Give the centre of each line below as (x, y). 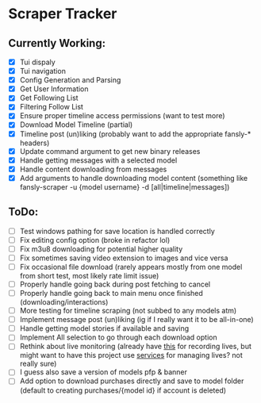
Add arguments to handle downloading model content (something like (134, 178)
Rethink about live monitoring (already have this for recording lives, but (136, 347)
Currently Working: (57, 43)
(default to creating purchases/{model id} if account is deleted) (123, 390)
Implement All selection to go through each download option (118, 337)
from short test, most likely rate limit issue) (89, 275)
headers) (35, 143)
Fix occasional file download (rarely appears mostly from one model (131, 267)
